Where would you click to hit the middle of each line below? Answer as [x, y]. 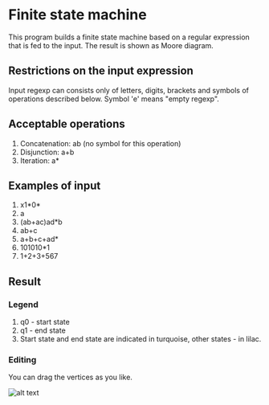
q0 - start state [45, 322]
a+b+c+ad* [39, 239]
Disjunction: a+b [47, 152]
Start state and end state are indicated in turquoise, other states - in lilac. [141, 339]
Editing [22, 359]
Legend [23, 305]
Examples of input [55, 185]
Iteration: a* [39, 160]
